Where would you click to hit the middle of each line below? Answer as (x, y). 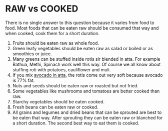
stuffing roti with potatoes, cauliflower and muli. (61, 70)
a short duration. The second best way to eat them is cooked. (76, 123)
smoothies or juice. (32, 54)
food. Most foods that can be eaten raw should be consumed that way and (82, 28)
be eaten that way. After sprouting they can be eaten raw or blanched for (87, 117)
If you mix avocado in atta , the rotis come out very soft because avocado (88, 75)
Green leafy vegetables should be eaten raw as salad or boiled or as (83, 48)
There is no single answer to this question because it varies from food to (80, 23)
